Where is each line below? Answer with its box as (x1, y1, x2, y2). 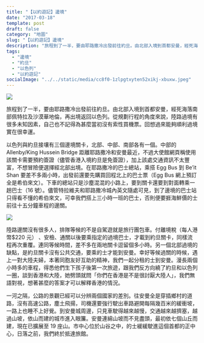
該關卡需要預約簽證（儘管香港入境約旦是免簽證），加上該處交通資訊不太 (6, 156, 185, 164)
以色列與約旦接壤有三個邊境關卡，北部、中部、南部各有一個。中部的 (6, 141, 177, 149)
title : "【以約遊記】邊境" (6, 8, 67, 15)
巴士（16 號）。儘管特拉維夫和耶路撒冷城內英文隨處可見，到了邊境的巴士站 (11, 186, 197, 194)
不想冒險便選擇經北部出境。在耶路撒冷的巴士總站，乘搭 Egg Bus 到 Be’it (16, 164, 197, 171)
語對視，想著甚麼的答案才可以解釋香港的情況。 (6, 279, 123, 287)
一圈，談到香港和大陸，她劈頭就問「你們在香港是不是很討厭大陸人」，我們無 (6, 271, 195, 279)
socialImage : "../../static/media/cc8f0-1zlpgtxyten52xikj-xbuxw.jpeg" (6, 76, 191, 83)
